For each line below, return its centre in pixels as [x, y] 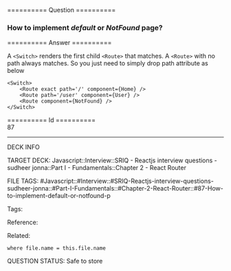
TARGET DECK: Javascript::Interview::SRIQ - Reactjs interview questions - [112, 160]
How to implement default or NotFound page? [85, 28]
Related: [19, 236]
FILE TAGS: [23, 181]
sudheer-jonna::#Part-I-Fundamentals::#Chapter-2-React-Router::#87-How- [115, 188]
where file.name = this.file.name [57, 248]
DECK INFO [23, 147]
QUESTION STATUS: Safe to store [55, 261]
